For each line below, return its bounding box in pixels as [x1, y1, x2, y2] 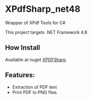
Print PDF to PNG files [12, 89, 57, 95]
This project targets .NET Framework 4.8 [5, 29, 88, 35]
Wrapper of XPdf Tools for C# [5, 20, 65, 26]
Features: [5, 71, 35, 79]
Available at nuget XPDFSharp [5, 57, 66, 63]
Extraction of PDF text [12, 84, 57, 90]
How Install [5, 43, 40, 52]
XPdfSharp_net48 [5, 3, 81, 15]
